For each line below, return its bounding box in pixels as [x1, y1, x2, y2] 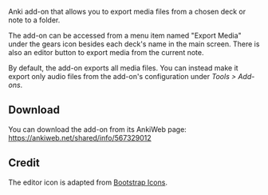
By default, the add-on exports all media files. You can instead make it [8, 63, 238, 73]
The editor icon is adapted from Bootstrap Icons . [8, 177, 167, 187]
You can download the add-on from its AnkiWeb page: [8, 124, 187, 134]
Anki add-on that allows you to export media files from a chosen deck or [8, 7, 246, 16]
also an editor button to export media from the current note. [8, 48, 204, 57]
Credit [8, 156, 40, 170]
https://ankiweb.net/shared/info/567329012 [8, 133, 152, 142]
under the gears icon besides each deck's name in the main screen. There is [8, 39, 260, 49]
